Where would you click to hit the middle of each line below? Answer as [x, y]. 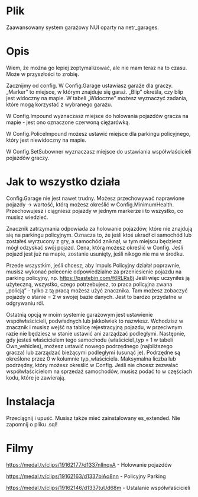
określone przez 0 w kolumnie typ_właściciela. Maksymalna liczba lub [91, 359]
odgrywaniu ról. [25, 303]
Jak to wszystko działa [63, 182]
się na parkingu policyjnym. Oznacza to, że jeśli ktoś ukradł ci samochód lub [99, 235]
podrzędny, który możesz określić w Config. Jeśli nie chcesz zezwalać [92, 365]
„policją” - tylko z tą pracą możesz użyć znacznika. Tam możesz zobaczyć [97, 290]
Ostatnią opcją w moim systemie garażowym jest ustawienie [79, 314]
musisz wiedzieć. [27, 217]
